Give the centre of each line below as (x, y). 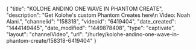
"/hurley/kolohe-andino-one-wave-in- (132, 34)
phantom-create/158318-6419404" (49, 41)
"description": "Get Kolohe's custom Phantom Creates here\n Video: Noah (98, 15)
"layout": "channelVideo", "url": (45, 34)
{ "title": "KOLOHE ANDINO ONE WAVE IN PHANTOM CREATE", (85, 9)
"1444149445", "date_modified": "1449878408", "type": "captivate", (91, 28)
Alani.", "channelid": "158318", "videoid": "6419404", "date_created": (91, 21)
